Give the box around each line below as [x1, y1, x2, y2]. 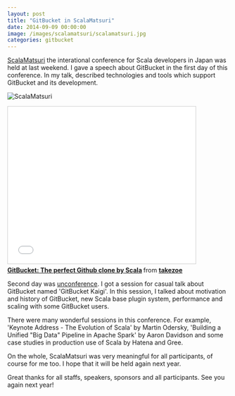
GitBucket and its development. [7, 78, 99, 87]
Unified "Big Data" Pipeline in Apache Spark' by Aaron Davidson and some [7, 331, 224, 340]
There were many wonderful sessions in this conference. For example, [7, 316, 212, 325]
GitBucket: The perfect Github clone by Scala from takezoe [7, 266, 183, 275]
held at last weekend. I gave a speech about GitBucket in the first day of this [7, 64, 228, 72]
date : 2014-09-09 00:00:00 [7, 23, 87, 30]
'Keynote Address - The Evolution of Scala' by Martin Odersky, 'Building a [7, 323, 222, 332]
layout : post [7, 10, 46, 18]
